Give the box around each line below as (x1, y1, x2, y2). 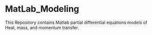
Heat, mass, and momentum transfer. (5, 24, 79, 30)
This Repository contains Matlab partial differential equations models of (5, 19, 148, 25)
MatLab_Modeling (5, 3, 79, 15)
